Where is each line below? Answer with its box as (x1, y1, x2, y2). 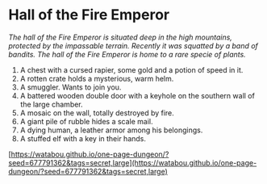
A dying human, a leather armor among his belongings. (19, 125, 203, 135)
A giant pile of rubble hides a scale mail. (19, 116, 153, 126)
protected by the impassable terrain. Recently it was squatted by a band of (8, 40, 258, 50)
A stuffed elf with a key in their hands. (19, 133, 147, 143)
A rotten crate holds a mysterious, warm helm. (19, 73, 174, 83)
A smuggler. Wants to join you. (19, 82, 122, 92)
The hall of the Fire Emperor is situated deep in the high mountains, (8, 32, 232, 42)
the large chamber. (19, 99, 83, 109)
